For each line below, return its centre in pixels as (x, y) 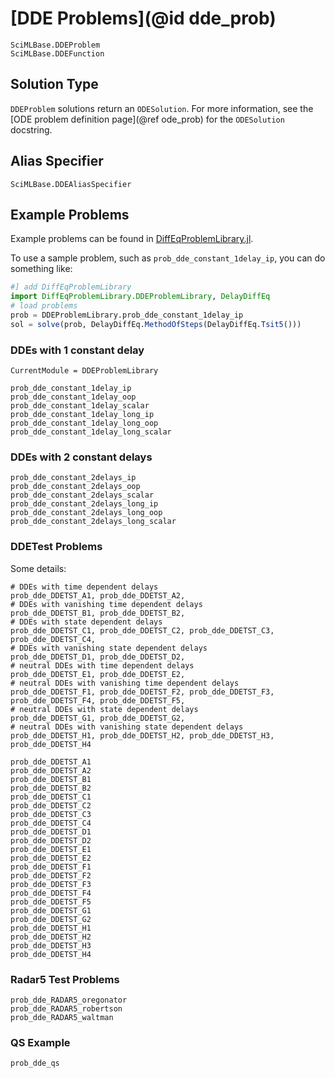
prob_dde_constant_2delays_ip (73, 478)
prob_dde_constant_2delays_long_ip (84, 504)
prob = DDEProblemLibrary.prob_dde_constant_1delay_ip (127, 315)
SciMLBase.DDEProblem (55, 45)
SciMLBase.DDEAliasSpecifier (71, 184)
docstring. (31, 129)
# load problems (44, 306)
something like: (41, 269)
